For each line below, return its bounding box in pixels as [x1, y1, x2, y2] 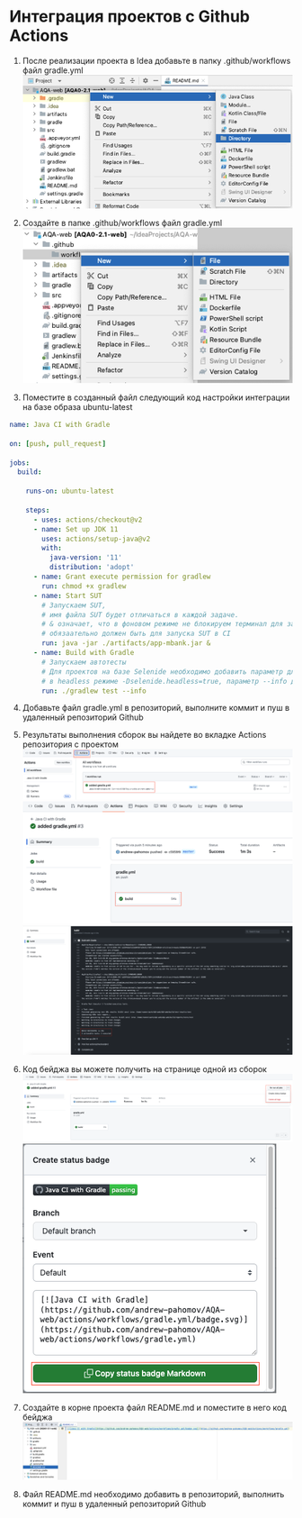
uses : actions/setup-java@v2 [41, 534, 151, 543]
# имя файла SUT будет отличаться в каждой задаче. [41, 610, 240, 619]
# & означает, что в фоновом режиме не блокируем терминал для [41, 620, 283, 629]
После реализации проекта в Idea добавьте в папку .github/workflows [22, 55, 291, 66]
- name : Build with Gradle [32, 649, 135, 658]
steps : [25, 505, 50, 514]
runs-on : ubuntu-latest [25, 486, 115, 496]
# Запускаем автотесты [41, 658, 127, 667]
